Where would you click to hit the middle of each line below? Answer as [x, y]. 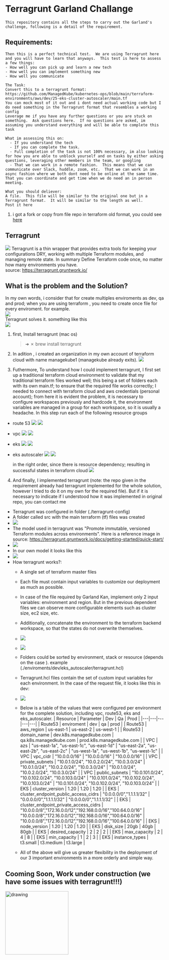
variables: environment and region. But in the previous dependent [88, 602]
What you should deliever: [34, 191]
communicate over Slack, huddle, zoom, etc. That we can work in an [80, 169]
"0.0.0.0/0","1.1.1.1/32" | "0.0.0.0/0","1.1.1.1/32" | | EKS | [75, 800]
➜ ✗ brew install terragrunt [53, 344]
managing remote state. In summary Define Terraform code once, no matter [84, 259]
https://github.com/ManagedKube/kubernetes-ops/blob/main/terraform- [80, 94]
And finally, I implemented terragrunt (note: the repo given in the [79, 480]
